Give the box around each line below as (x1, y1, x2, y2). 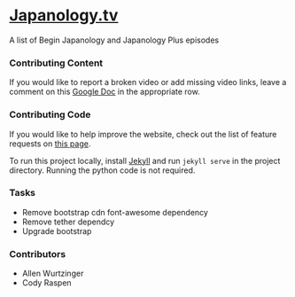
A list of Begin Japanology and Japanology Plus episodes (9, 35, 220, 45)
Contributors (9, 247, 66, 260)
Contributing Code (9, 108, 91, 121)
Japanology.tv (9, 5, 119, 26)
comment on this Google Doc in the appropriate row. (9, 86, 201, 98)
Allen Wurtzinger (21, 268, 84, 279)
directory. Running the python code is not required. (9, 165, 196, 176)
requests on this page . (9, 138, 91, 149)
